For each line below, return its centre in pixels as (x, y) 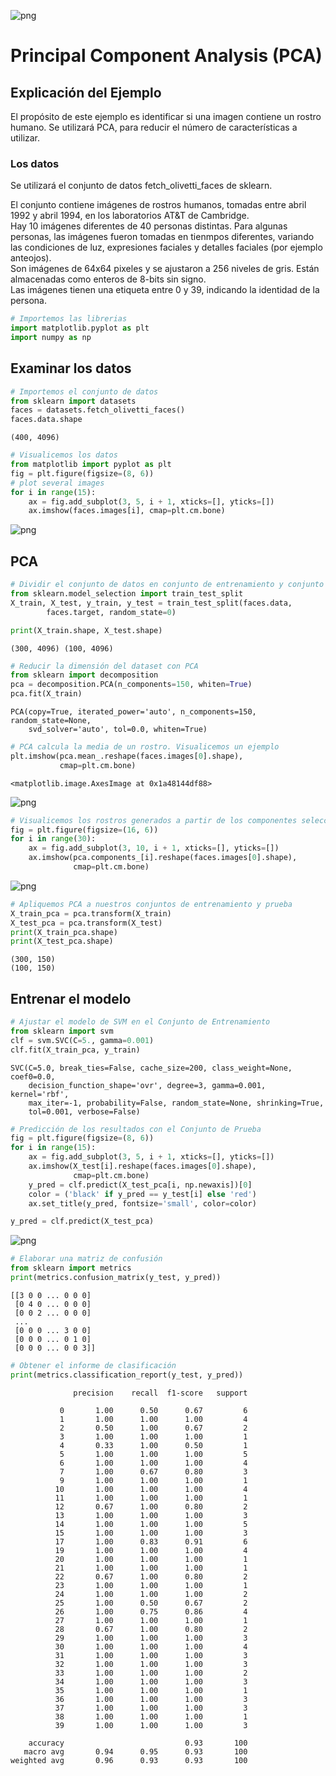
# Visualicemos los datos (64, 455)
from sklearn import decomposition (84, 675)
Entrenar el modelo (71, 998)
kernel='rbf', (40, 1094)
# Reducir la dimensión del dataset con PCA (104, 666)
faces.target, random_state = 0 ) (111, 612)
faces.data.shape (46, 420)
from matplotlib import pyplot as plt (91, 465)
